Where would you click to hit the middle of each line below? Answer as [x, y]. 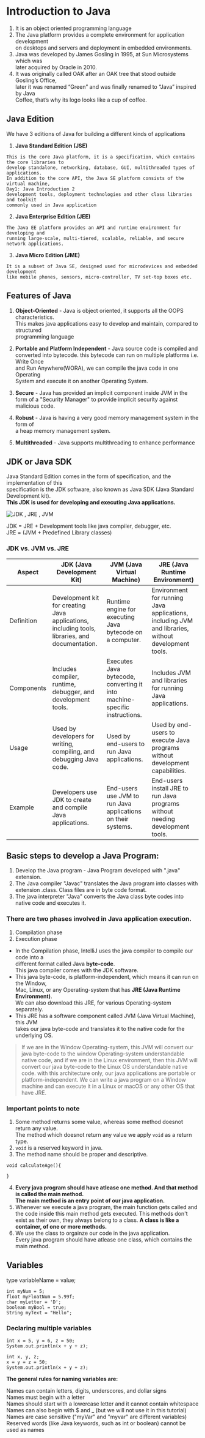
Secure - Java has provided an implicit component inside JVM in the [101, 392]
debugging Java [75, 759]
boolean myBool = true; [37, 1307]
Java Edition [30, 119]
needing [164, 818]
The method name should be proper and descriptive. [81, 1155]
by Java [25, 93]
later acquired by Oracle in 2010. [56, 67]
